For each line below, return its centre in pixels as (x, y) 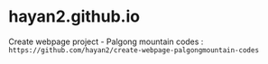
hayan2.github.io (74, 17)
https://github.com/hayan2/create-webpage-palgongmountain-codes (134, 50)
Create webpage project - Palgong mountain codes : (106, 41)
